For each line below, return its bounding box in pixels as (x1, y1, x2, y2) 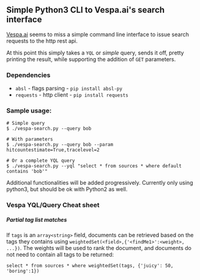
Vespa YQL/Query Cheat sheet (6, 201, 100, 210)
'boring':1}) (6, 268, 40, 274)
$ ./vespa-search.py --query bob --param (6, 142, 114, 148)
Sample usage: (6, 106, 52, 115)
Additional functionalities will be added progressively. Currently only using (6, 179, 193, 186)
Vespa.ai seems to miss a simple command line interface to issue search (6, 31, 190, 38)
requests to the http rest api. (6, 37, 78, 45)
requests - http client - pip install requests (15, 91, 128, 98)
